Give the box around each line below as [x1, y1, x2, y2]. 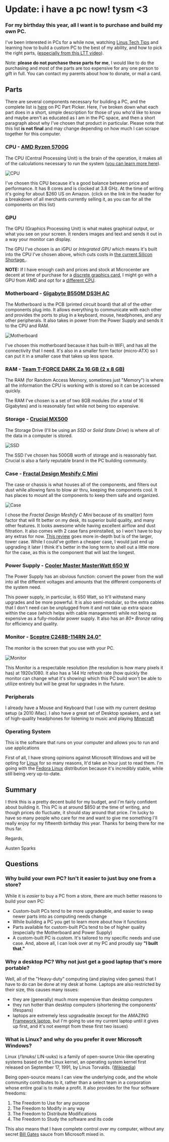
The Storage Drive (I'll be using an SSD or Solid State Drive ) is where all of [5, 427, 160, 433]
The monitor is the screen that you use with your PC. [5, 645, 115, 651]
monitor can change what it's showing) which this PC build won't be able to [5, 675, 162, 681]
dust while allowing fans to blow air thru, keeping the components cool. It [5, 487, 157, 493]
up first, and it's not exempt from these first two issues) [12, 1023, 128, 1029]
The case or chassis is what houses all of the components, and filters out [5, 481, 157, 488]
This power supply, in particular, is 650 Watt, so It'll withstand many [5, 594, 146, 600]
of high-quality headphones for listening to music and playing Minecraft [5, 715, 154, 721]
